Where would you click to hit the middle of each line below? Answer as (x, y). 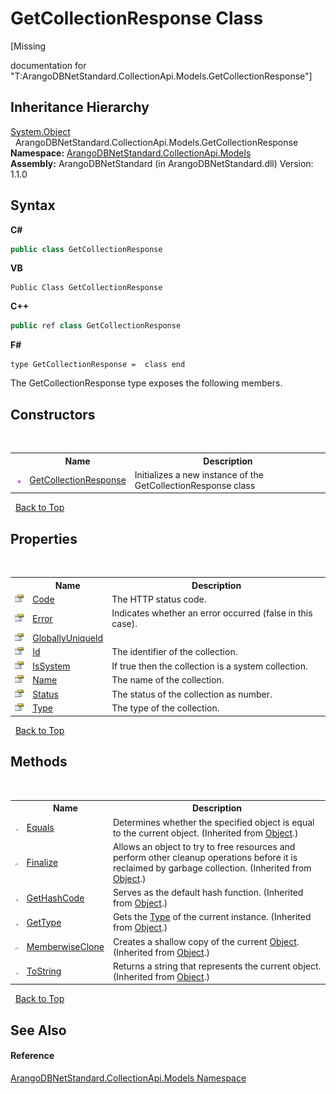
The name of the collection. (168, 680)
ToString (44, 971)
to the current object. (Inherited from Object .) (205, 833)
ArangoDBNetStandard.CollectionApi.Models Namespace (128, 1078)
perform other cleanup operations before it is (205, 857)
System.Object (40, 131)
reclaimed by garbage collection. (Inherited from (212, 868)
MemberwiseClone (65, 946)
